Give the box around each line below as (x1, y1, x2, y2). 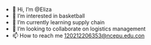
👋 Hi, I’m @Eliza (12, 6, 52, 13)
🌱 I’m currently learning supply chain (12, 19, 105, 26)
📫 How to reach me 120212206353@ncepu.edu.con (12, 32, 145, 39)
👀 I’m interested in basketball (12, 12, 86, 19)
